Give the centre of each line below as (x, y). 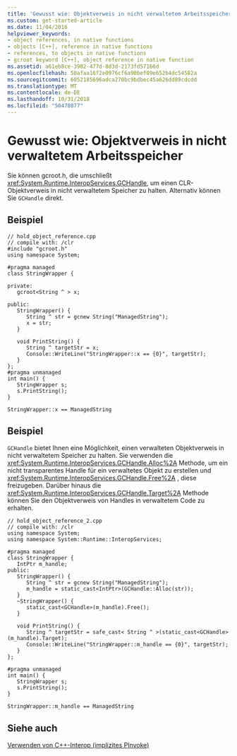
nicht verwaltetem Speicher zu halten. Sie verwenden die (90, 456)
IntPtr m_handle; (42, 565)
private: (20, 286)
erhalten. (20, 508)
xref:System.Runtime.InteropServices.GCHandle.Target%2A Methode (108, 493)
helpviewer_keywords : (39, 34)
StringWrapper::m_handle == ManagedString (71, 707)
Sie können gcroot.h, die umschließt (60, 175)
